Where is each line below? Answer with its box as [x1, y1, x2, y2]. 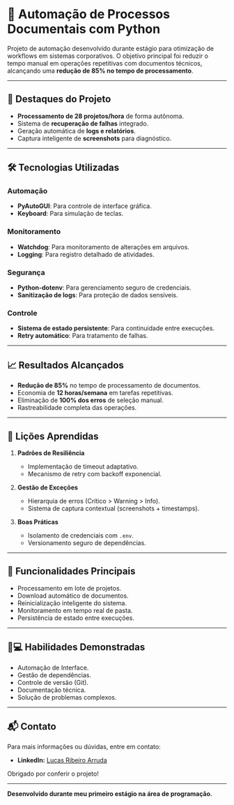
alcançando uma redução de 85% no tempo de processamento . [7, 66, 194, 75]
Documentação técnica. [17, 686, 86, 694]
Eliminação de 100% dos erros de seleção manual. [17, 396, 164, 404]
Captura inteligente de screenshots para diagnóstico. [17, 134, 172, 142]
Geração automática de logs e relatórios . [17, 126, 136, 135]
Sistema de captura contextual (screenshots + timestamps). [27, 504, 200, 512]
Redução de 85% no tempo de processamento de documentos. [17, 381, 201, 390]
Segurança [7, 267, 45, 277]
